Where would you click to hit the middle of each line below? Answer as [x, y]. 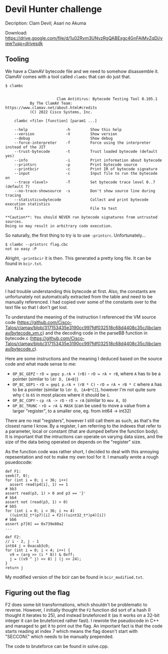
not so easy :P [21, 249]
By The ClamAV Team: [51, 103]
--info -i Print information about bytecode [88, 160]
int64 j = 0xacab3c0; [28, 546]
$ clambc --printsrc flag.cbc [37, 244]
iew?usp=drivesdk [24, 43]
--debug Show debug [63, 138]
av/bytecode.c [20, 349]
